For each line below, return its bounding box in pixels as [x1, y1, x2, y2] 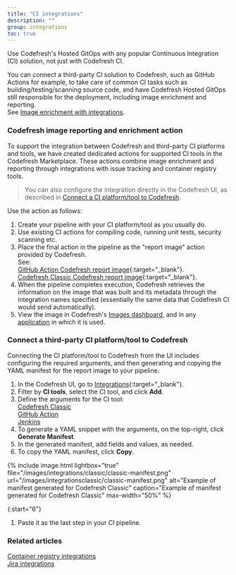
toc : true [7, 30, 37, 37]
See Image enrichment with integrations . [7, 108, 125, 116]
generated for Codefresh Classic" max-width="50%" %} [7, 491, 172, 500]
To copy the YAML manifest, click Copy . [17, 447, 135, 456]
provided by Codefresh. [17, 250, 87, 258]
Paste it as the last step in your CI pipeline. [17, 518, 142, 526]
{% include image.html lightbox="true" [7, 461, 119, 469]
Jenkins [17, 417, 41, 425]
